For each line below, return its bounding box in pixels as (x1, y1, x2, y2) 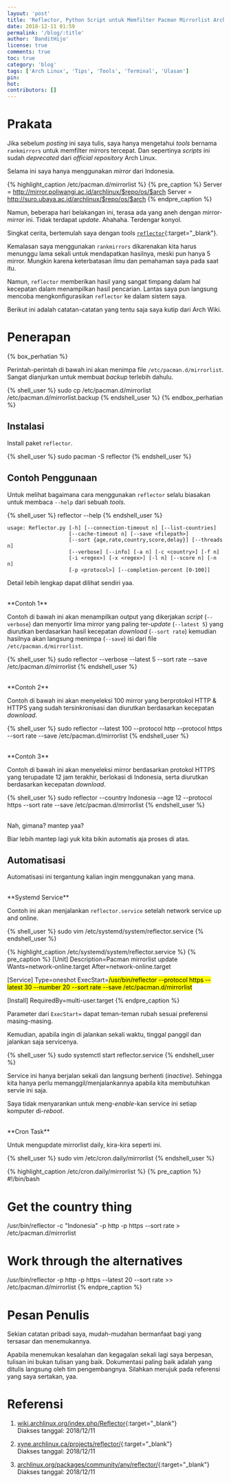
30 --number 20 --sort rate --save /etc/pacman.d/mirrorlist (23, 983, 192, 991)
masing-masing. (7, 1017, 53, 1025)
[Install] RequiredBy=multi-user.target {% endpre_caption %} (7, 996, 180, 1004)
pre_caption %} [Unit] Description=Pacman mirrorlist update (7, 955, 178, 963)
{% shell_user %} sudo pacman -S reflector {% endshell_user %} (7, 452, 192, 461)
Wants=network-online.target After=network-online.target (7, 963, 171, 971)
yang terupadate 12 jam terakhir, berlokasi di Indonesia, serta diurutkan (7, 773, 208, 781)
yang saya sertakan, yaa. (7, 1372, 78, 1381)
